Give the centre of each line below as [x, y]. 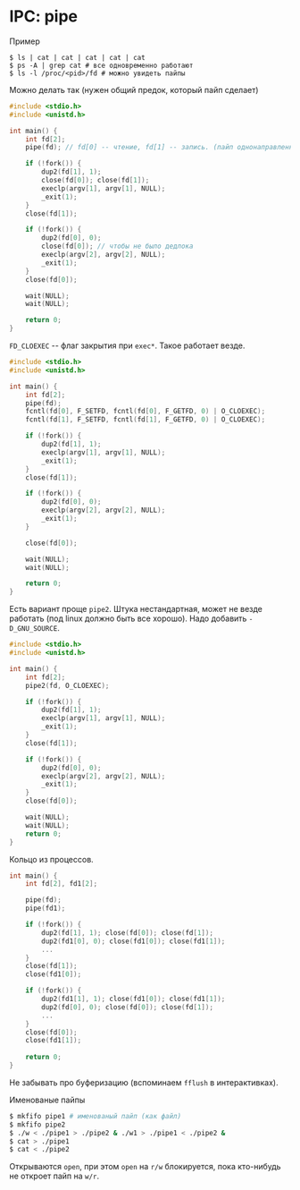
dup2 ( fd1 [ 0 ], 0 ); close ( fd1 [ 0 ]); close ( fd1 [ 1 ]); [133, 941]
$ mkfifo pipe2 [37, 1125]
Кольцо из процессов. [51, 859]
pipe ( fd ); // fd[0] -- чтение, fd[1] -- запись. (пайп [129, 148]
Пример [25, 41]
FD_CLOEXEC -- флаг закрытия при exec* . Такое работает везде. [127, 345]
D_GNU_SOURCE [33, 629]
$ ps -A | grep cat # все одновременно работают [101, 65]
